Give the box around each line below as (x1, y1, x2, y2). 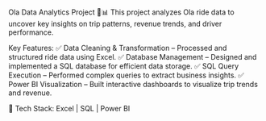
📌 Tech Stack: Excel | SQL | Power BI (8, 104, 131, 113)
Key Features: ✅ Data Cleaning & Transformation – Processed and (8, 44, 227, 52)
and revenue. (8, 88, 52, 98)
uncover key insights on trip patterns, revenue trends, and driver (8, 19, 222, 28)
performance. (8, 27, 54, 37)
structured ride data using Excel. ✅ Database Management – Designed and (8, 52, 257, 61)
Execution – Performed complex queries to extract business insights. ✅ (8, 70, 244, 80)
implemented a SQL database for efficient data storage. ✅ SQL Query (8, 61, 239, 71)
